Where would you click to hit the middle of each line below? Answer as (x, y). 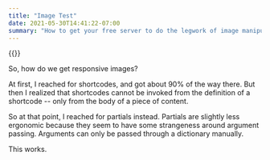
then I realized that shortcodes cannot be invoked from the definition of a (129, 93)
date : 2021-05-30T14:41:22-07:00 (64, 23)
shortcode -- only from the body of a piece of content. (98, 102)
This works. (28, 150)
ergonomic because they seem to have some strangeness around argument (134, 126)
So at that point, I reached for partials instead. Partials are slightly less (124, 117)
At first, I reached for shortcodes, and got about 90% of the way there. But (132, 84)
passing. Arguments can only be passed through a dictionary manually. (126, 134)
